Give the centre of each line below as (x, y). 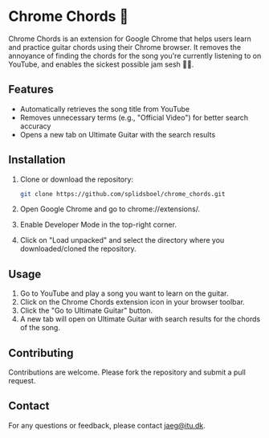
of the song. (40, 328)
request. (22, 381)
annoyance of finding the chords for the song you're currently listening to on (135, 55)
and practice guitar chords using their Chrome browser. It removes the (125, 47)
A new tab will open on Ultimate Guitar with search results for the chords (140, 319)
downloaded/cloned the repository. (78, 249)
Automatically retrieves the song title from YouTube (105, 108)
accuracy (35, 126)
